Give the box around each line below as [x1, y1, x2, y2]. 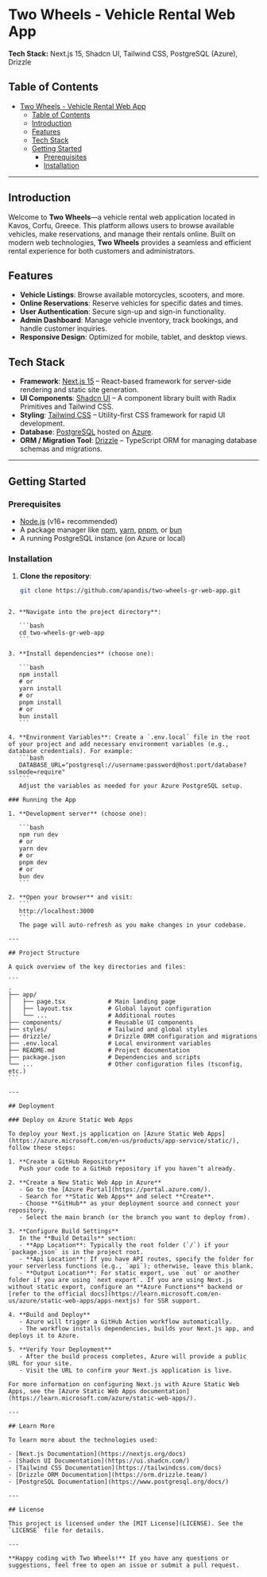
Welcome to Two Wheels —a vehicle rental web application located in [8, 212, 236, 222]
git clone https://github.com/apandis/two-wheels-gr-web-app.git [19, 587, 241, 595]
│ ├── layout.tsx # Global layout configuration [8, 1004, 212, 1013]
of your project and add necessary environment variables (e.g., [8, 740, 229, 748]
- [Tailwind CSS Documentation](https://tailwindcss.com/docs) [8, 1464, 222, 1472]
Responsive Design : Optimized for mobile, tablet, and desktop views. [19, 332, 248, 342]
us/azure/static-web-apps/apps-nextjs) [8, 1297, 141, 1305]
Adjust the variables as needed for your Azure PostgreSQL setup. [18, 782, 244, 790]
